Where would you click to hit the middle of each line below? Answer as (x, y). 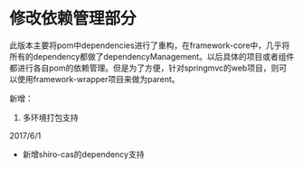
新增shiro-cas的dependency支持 (83, 154)
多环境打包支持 (50, 117)
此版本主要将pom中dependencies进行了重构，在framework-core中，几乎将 (150, 45)
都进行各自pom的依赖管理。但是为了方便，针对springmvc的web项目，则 (144, 68)
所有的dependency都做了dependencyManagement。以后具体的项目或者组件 (152, 56)
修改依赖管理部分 (73, 19)
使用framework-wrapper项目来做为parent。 (98, 79)
